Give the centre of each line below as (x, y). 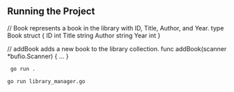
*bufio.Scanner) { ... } (38, 56)
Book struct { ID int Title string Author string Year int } (84, 35)
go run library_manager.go (46, 81)
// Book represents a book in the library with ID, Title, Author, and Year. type (116, 28)
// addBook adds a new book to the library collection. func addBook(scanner (117, 48)
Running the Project (51, 11)
